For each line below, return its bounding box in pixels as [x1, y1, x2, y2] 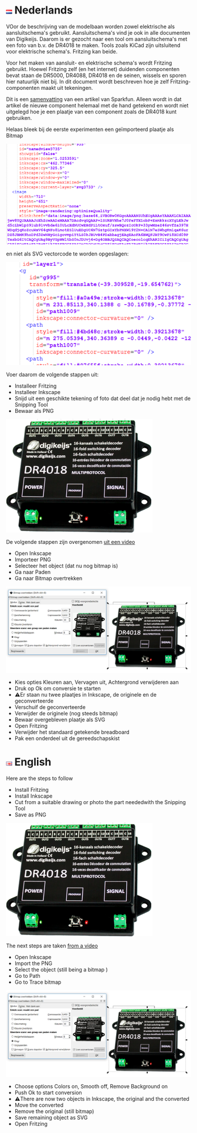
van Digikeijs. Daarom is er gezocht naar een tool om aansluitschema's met [6, 35, 188, 42]
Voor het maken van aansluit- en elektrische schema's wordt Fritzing [6, 59, 172, 66]
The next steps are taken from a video [6, 942, 98, 949]
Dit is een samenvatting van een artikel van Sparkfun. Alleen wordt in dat [6, 95, 182, 103]
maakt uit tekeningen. [40, 84, 93, 91]
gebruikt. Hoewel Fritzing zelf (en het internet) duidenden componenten [6, 65, 180, 72]
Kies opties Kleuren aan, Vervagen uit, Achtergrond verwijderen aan [14, 679, 179, 686]
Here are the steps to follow [6, 775, 73, 782]
